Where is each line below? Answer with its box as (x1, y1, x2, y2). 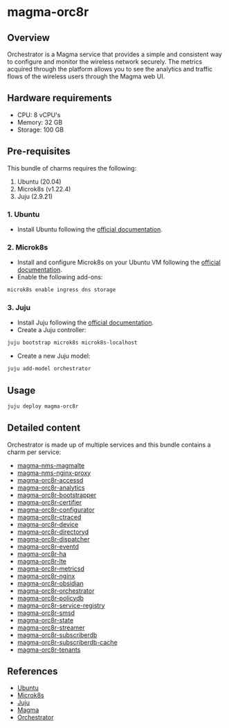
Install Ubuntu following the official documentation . (17, 225, 163, 233)
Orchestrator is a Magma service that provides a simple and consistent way (7, 50, 223, 58)
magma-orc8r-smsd (17, 608, 75, 617)
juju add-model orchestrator (7, 365, 91, 372)
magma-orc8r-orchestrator (17, 587, 95, 595)
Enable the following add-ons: (17, 273, 103, 281)
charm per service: (7, 448, 62, 456)
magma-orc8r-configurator (17, 505, 95, 514)
